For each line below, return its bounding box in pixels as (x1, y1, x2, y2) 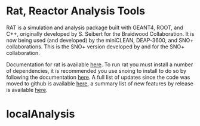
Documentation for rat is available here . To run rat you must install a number (6, 61, 193, 68)
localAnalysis (6, 107, 75, 121)
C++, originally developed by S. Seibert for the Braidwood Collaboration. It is (6, 30, 195, 37)
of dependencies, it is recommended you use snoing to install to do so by (6, 67, 187, 74)
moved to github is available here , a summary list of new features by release (6, 79, 194, 87)
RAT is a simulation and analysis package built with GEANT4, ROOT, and (6, 24, 183, 31)
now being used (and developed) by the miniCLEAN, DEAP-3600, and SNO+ (6, 36, 194, 44)
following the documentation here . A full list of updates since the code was (6, 73, 190, 81)
